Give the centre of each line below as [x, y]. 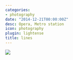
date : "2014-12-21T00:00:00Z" [37, 19]
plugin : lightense [24, 33]
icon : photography [24, 29]
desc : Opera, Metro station [35, 24]
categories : [18, 10]
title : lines [19, 38]
